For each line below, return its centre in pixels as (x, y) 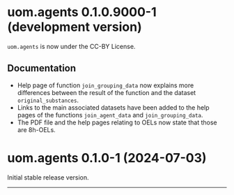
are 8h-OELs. (36, 129)
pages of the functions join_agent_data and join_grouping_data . (110, 115)
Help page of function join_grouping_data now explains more (106, 85)
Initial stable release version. (48, 177)
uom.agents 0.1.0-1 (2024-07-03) (107, 158)
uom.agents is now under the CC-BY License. (71, 46)
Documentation (42, 68)
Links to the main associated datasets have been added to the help (114, 107)
